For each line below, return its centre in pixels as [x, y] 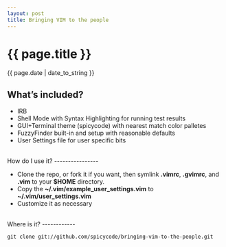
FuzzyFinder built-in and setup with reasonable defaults [96, 133]
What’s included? [45, 95]
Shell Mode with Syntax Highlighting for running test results [101, 118]
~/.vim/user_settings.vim [54, 196]
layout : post [26, 13]
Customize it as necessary [55, 204]
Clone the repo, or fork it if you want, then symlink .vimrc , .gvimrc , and [118, 174]
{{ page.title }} [49, 54]
